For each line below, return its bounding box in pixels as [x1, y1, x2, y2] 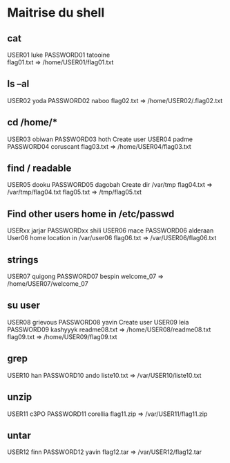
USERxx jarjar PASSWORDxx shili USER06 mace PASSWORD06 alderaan [7, 226, 214, 235]
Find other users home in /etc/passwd [7, 208, 175, 219]
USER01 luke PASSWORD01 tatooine [7, 51, 111, 59]
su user [7, 300, 40, 311]
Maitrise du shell [7, 5, 105, 21]
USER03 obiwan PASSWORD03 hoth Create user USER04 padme [7, 135, 193, 143]
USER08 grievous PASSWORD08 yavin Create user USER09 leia [7, 318, 189, 326]
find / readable [7, 163, 72, 174]
